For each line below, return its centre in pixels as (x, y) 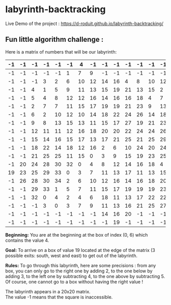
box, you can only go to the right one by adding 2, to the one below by (79, 271)
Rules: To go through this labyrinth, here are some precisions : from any (81, 265)
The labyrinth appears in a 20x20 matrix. (48, 291)
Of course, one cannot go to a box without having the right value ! (74, 282)
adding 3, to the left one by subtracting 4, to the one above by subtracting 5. (85, 276)
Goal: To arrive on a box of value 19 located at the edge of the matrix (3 (80, 250)
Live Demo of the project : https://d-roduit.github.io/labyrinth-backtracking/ (84, 23)
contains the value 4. (27, 240)
